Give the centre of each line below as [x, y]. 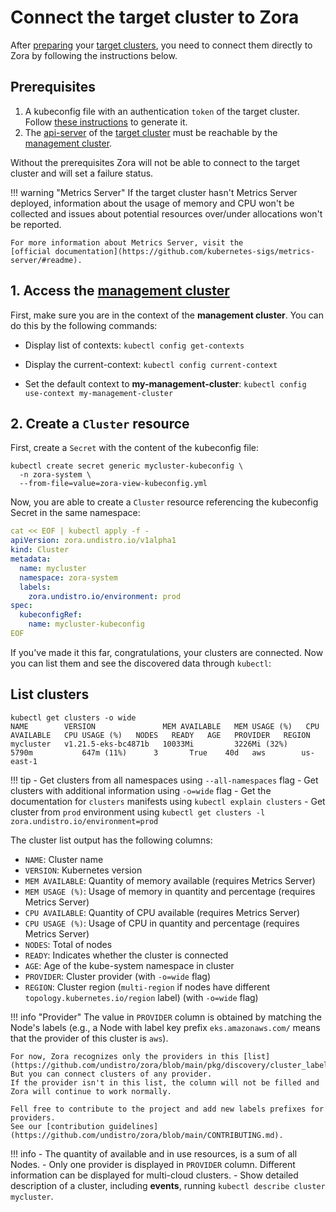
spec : [21, 606]
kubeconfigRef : [51, 615]
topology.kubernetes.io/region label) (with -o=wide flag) [141, 997]
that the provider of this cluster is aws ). [89, 1038]
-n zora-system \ [55, 475]
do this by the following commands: [84, 325]
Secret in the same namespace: [75, 513]
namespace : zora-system [68, 577]
